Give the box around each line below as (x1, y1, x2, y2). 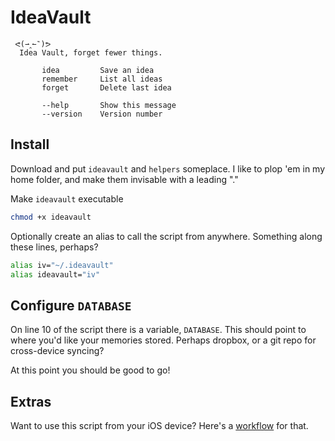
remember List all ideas (41, 74, 163, 84)
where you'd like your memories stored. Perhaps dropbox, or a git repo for (10, 334, 317, 346)
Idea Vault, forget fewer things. (19, 47, 163, 58)
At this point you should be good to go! (10, 364, 171, 376)
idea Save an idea (41, 65, 155, 75)
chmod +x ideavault (10, 212, 92, 222)
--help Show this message (41, 100, 177, 110)
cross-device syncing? (10, 345, 105, 357)
